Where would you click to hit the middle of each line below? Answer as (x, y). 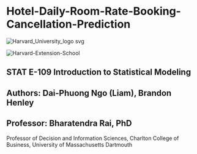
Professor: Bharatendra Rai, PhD (69, 123)
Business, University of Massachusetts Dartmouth (69, 144)
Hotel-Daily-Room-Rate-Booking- (94, 11)
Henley (20, 102)
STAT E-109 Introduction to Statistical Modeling (99, 72)
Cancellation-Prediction (69, 24)
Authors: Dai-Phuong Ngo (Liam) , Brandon (89, 93)
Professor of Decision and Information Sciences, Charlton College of (93, 138)
